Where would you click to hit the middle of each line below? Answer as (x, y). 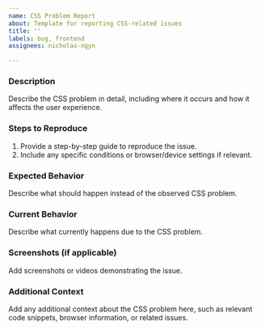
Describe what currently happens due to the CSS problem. (106, 232)
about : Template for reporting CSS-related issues (95, 23)
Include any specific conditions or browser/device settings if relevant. (136, 154)
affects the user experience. (55, 108)
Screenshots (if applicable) (63, 253)
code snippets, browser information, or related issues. (98, 317)
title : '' (25, 31)
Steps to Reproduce (48, 129)
